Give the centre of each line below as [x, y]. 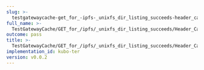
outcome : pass [24, 35]
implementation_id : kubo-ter [43, 52]
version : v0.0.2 [27, 57]
